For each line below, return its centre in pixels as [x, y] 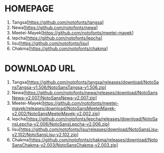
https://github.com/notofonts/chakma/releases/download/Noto [94, 140]
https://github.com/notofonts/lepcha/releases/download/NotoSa [93, 118]
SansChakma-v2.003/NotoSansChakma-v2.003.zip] [65, 145]
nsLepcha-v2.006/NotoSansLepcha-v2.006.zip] [61, 124]
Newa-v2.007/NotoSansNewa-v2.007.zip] [54, 98]
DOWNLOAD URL [40, 68]
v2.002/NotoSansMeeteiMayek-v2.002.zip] [56, 114]
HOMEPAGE [29, 9]
